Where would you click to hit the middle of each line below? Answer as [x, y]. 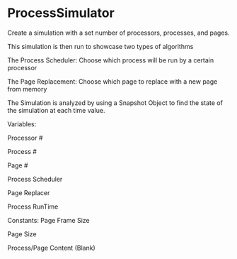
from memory [27, 89]
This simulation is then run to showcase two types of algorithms [100, 46]
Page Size [22, 234]
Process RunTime [33, 206]
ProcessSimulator [61, 13]
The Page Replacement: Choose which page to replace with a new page [112, 81]
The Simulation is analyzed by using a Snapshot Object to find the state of [115, 103]
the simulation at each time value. [56, 110]
